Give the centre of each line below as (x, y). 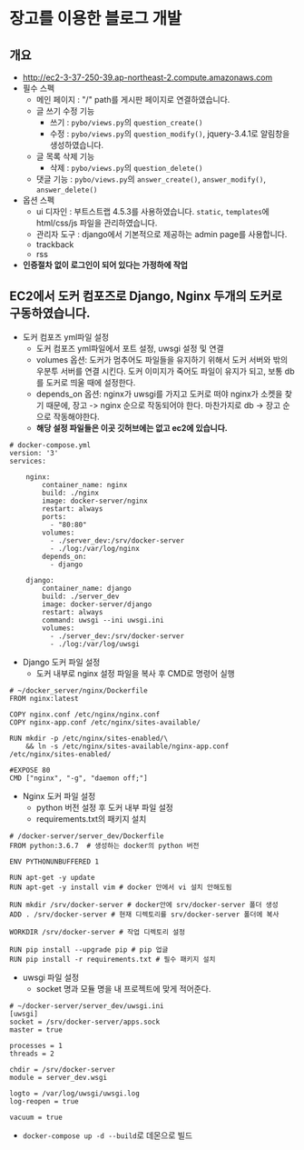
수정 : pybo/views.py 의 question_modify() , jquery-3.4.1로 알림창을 (170, 134)
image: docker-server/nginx (95, 501)
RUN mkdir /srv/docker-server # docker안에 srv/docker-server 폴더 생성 (144, 905)
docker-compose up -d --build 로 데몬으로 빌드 (108, 1135)
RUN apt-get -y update (52, 877)
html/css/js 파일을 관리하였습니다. (97, 223)
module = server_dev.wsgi (58, 1077)
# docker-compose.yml (50, 445)
